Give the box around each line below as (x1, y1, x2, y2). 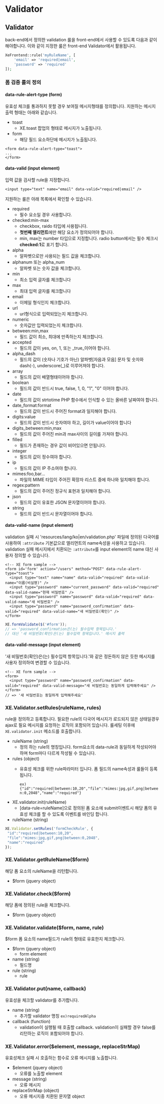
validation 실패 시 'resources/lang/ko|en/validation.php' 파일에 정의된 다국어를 (5, 534, 160, 540)
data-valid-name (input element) (5, 522, 74, 528)
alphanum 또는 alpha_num (12, 259, 65, 265)
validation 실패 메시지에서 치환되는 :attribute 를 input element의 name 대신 (5, 546, 154, 552)
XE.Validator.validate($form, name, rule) (5, 924, 104, 931)
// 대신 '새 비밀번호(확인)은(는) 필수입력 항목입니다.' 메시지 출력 (5, 631, 125, 636)
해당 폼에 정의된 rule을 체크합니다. (5, 902, 71, 908)
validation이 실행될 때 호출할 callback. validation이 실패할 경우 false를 (19, 1024, 156, 1030)
